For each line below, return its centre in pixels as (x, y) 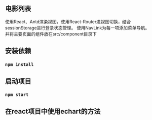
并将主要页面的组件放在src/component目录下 (51, 34)
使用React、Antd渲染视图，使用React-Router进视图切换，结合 (68, 22)
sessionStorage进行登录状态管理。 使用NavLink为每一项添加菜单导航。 (77, 28)
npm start (17, 95)
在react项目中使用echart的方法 (53, 111)
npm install (19, 65)
